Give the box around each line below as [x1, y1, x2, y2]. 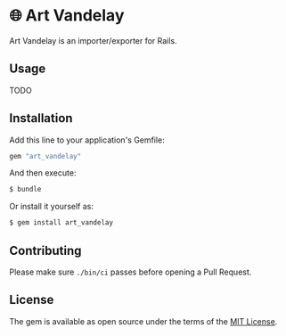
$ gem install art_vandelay [9, 218, 114, 227]
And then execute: [9, 168, 77, 178]
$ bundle [9, 184, 42, 194]
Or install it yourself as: [9, 201, 94, 212]
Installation [9, 111, 73, 126]
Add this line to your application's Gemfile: [9, 135, 165, 145]
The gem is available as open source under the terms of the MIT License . [9, 316, 278, 326]
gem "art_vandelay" [9, 152, 82, 160]
